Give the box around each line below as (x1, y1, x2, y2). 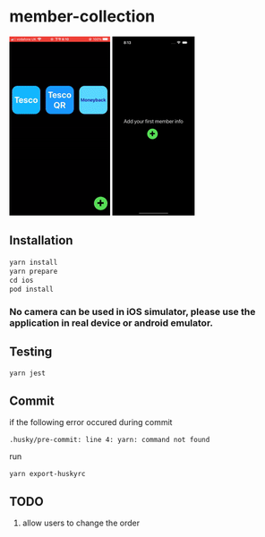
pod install (9, 285, 54, 294)
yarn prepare (9, 267, 58, 276)
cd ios (9, 276, 34, 285)
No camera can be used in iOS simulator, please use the (9, 305, 256, 318)
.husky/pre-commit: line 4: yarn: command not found (9, 436, 210, 445)
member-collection (9, 6, 156, 27)
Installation (9, 233, 73, 248)
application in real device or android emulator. (9, 316, 213, 328)
